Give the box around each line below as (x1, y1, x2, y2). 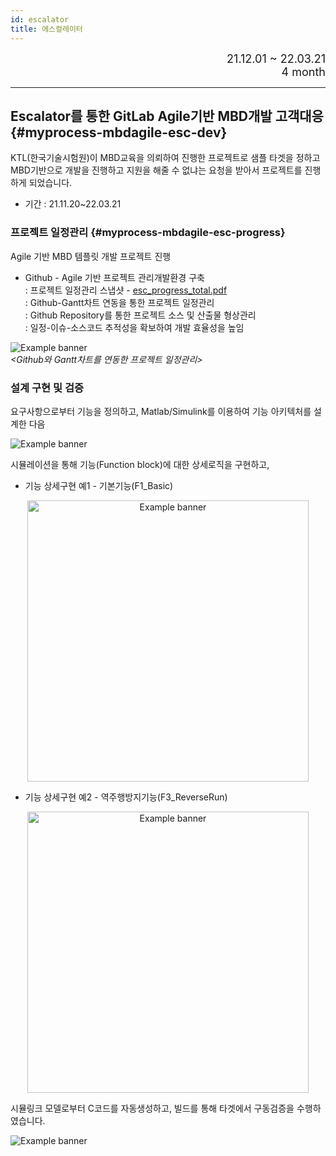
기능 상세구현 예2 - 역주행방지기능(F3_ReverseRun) (24, 791, 228, 803)
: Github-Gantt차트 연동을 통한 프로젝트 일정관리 (24, 296, 215, 308)
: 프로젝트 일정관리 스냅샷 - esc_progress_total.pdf (24, 284, 228, 296)
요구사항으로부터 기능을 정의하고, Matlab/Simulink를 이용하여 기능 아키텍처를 (10, 405, 312, 417)
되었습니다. (28, 177, 73, 189)
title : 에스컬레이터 (10, 24, 83, 34)
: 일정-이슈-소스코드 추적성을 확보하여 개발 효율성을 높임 (24, 321, 245, 333)
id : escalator (10, 14, 70, 25)
